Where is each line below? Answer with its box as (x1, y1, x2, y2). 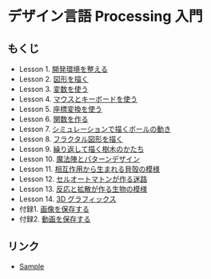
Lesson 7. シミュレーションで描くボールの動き (18, 125, 171, 134)
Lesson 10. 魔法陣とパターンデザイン (18, 154, 141, 164)
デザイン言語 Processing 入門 (7, 7, 203, 26)
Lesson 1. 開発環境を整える (18, 65, 109, 74)
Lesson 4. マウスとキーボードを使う (18, 94, 137, 104)
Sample (18, 261, 45, 271)
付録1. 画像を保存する (18, 205, 90, 213)
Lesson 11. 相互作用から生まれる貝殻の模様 (18, 165, 161, 173)
